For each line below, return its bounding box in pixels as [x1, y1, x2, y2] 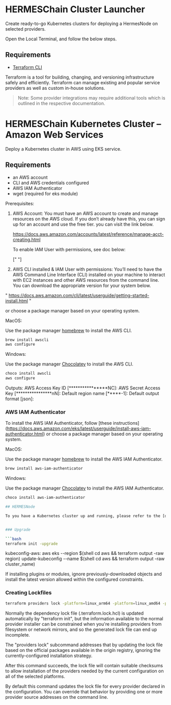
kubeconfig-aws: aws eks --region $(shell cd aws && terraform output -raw [5, 550, 164, 556]
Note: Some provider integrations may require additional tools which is [17, 94, 165, 101]
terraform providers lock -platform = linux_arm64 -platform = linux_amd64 [5, 601, 160, 606]
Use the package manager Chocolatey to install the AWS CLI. [5, 361, 134, 367]
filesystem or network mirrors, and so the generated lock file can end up [5, 626, 157, 633]
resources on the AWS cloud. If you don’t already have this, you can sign [12, 215, 165, 222]
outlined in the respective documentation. [17, 100, 105, 106]
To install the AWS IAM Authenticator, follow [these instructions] [5, 420, 139, 426]
